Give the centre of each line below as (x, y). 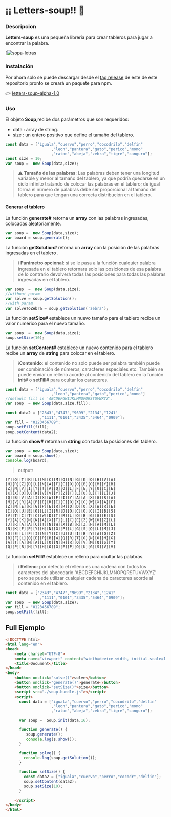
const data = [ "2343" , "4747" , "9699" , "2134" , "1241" (60, 593)
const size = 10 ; (24, 158)
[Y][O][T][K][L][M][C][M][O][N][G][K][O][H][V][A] (60, 480)
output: (25, 471)
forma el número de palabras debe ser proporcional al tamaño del (87, 190)
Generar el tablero (25, 207)
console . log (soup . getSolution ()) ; (60, 758)
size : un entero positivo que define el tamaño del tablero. (73, 135)
